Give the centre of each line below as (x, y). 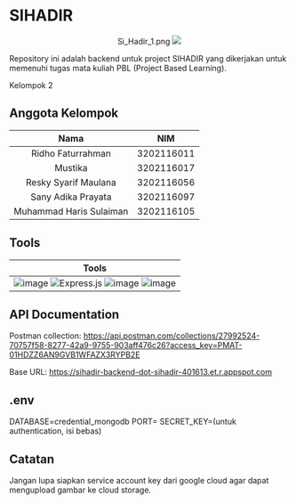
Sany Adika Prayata (71, 197)
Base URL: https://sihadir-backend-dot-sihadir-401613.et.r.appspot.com (141, 372)
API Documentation (64, 314)
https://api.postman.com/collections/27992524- (172, 336)
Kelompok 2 (31, 85)
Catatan (32, 459)
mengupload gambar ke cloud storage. (80, 490)
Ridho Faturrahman (71, 153)
